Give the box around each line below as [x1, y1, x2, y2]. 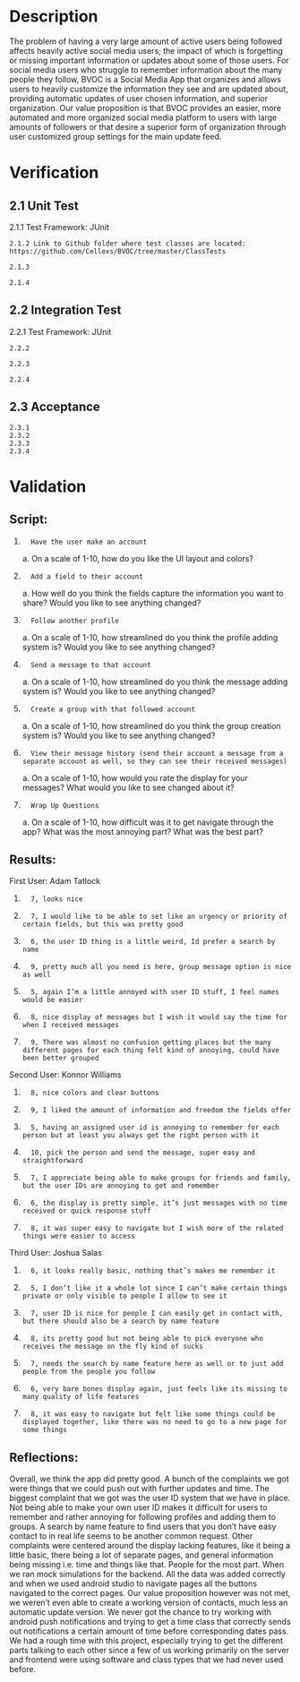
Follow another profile [30, 616, 119, 625]
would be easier [21, 996, 83, 1005]
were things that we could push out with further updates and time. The [9, 1483, 270, 1494]
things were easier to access [21, 1231, 136, 1241]
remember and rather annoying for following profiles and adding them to [9, 1512, 276, 1523]
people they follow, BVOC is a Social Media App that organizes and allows [9, 73, 282, 84]
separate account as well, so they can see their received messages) [21, 757, 288, 766]
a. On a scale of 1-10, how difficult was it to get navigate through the [21, 817, 274, 828]
